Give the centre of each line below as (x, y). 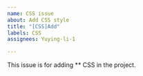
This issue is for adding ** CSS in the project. (71, 65)
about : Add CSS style (38, 20)
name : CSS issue (30, 13)
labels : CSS (24, 33)
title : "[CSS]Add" (34, 26)
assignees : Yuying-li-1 (41, 39)
